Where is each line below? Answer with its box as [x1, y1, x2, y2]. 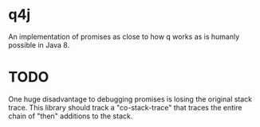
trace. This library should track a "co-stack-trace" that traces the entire [8, 102, 242, 112]
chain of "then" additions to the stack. [8, 111, 133, 121]
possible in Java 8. [8, 40, 70, 49]
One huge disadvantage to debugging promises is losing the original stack [8, 94, 253, 104]
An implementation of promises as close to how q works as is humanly [8, 32, 240, 41]
